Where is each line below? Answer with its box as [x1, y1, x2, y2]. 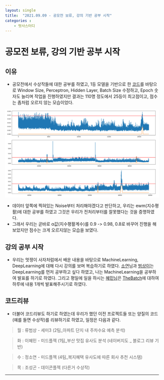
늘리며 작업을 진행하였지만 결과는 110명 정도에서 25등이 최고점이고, [21, 93, 149, 100]
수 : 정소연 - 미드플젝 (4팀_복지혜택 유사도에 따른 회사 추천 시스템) [17, 354, 143, 360]
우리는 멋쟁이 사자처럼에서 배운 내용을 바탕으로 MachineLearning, [12, 257, 139, 262]
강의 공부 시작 [5, 243, 44, 251]
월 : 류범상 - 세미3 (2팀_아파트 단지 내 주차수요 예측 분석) [17, 327, 125, 333]
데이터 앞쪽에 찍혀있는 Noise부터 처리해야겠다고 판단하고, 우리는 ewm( [12, 203, 147, 209]
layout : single [5, 8, 36, 13]
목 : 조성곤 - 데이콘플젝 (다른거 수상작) [17, 364, 90, 370]
